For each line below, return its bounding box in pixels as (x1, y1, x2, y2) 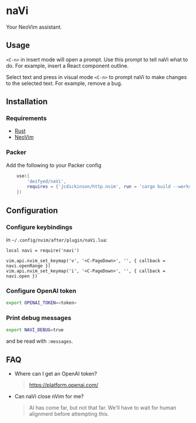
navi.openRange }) (6, 263, 51, 269)
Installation (6, 97, 48, 106)
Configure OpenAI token (6, 287, 77, 295)
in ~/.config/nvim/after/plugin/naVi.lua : (6, 236, 108, 243)
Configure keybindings (6, 223, 73, 231)
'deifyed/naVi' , (27, 178, 66, 184)
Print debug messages (6, 314, 72, 322)
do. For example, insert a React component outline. (6, 62, 129, 69)
